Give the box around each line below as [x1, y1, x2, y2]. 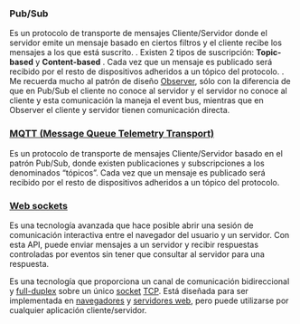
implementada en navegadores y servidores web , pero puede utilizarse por [9, 295, 289, 306]
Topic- [256, 47, 282, 58]
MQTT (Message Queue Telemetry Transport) [9, 128, 215, 140]
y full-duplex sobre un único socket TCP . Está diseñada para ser [9, 285, 248, 296]
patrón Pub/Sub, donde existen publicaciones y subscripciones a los [9, 157, 265, 168]
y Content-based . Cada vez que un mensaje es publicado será [35, 57, 273, 68]
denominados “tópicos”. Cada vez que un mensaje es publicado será [9, 167, 266, 178]
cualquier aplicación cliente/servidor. [9, 304, 147, 315]
